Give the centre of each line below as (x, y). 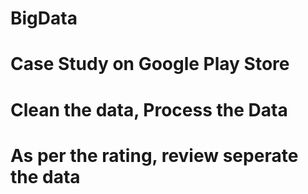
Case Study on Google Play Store (150, 64)
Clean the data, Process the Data (149, 109)
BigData (44, 18)
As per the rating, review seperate (154, 155)
